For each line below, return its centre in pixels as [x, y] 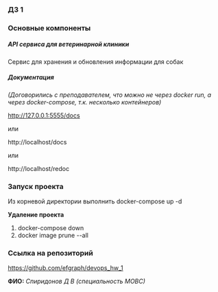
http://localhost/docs [37, 142]
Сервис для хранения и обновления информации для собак [96, 61]
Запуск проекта [36, 186]
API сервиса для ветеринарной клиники [69, 44]
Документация [31, 78]
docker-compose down [51, 228]
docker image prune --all [53, 236]
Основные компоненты [49, 27]
